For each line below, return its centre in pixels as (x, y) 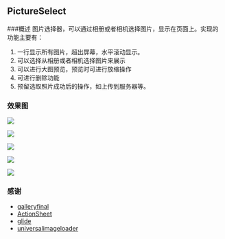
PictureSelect (37, 11)
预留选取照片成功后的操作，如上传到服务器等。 (83, 86)
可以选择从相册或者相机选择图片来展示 (71, 60)
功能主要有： (25, 37)
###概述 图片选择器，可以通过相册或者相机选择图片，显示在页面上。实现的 (113, 29)
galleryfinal (33, 207)
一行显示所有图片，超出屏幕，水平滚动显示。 (80, 52)
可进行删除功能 (38, 78)
